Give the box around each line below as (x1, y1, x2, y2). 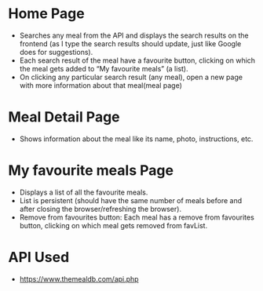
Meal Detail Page (8, 108, 120, 126)
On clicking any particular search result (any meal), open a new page (19, 72, 243, 82)
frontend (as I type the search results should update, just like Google (19, 38, 242, 48)
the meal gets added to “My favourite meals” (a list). (19, 64, 188, 73)
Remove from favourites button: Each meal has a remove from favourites (19, 213, 255, 222)
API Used (8, 249, 70, 266)
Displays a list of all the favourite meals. (19, 187, 148, 197)
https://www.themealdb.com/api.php (19, 274, 139, 283)
